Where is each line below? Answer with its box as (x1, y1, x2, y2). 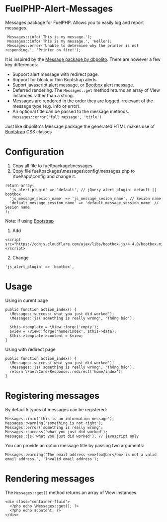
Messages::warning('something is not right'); (5, 420, 103, 426)
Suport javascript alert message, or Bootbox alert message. (12, 82, 134, 88)
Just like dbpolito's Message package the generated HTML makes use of (5, 123, 155, 129)
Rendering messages (5, 473, 95, 484)
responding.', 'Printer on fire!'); (5, 47, 81, 52)
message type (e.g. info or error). (12, 103, 81, 109)
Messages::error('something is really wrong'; (5, 425, 103, 430)
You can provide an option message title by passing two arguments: (5, 442, 144, 448)
